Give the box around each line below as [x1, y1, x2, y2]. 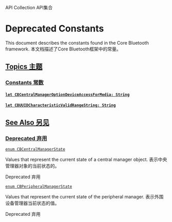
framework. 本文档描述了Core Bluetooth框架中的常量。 [5, 46, 122, 52]
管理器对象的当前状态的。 [5, 163, 60, 169]
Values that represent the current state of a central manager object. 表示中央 [5, 156, 167, 163]
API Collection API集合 [5, 5, 53, 10]
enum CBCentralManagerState [5, 147, 66, 152]
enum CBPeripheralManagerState [5, 184, 72, 189]
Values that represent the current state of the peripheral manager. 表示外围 [5, 194, 164, 200]
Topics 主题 [5, 62, 43, 71]
